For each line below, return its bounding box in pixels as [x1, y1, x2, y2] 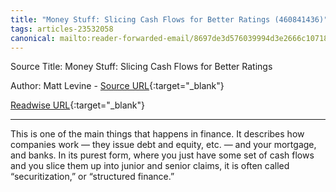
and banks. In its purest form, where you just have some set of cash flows [10, 149, 315, 161]
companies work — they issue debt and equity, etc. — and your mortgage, [10, 139, 317, 151]
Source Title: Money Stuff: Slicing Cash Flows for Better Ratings [10, 61, 273, 73]
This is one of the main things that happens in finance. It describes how [10, 128, 305, 140]
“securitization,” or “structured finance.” [10, 171, 175, 183]
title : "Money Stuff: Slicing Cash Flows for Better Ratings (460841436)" [10, 14, 329, 25]
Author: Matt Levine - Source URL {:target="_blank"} [10, 80, 225, 92]
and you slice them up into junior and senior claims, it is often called [10, 160, 290, 172]
